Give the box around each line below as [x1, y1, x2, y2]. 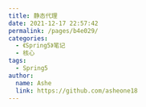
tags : [8, 57, 26, 65]
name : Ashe [15, 79, 52, 87]
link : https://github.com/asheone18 [15, 86, 138, 95]
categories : [8, 34, 48, 43]
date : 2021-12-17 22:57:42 [8, 19, 99, 27]
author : [8, 72, 34, 80]
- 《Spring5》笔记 [15, 42, 66, 50]
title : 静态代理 [8, 11, 58, 20]
